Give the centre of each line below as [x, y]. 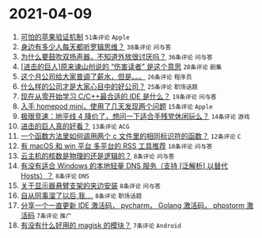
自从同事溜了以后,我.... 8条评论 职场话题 [81, 195]
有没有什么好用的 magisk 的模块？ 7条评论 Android [101, 225]
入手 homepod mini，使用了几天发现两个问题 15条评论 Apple [116, 106]
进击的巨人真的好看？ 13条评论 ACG [75, 126]
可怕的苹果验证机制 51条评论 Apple [75, 36]
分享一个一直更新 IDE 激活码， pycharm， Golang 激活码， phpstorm [132, 205]
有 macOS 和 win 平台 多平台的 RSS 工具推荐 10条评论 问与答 [116, 146]
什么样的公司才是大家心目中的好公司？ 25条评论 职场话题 [109, 86]
